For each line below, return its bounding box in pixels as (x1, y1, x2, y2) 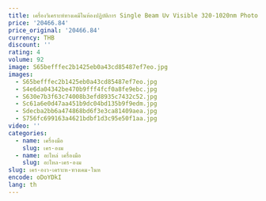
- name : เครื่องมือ (15, 136, 63, 145)
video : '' (8, 122, 41, 130)
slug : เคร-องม (22, 144, 64, 152)
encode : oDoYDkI (8, 173, 62, 182)
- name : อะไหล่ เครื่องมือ (15, 151, 82, 159)
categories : (8, 129, 47, 137)
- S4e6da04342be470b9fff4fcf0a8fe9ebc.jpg (15, 85, 158, 93)
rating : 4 (8, 48, 41, 56)
